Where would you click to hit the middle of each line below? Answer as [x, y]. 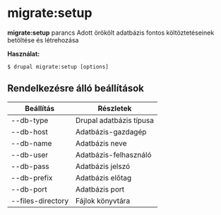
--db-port [29, 189]
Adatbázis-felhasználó [113, 155]
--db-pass [30, 166]
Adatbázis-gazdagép [111, 132]
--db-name [31, 143]
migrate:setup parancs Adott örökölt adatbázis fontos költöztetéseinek [111, 33]
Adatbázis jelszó [103, 166]
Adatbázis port [100, 189]
